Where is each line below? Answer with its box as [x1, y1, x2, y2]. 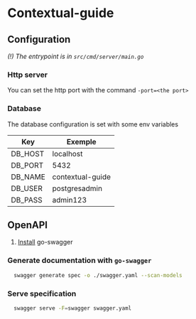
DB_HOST [11, 148, 45, 158]
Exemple [66, 136, 97, 146]
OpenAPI [7, 219, 48, 231]
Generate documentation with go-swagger [7, 256, 152, 266]
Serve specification [7, 288, 77, 298]
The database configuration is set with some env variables [7, 119, 179, 129]
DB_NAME [11, 172, 46, 182]
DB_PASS [11, 195, 43, 205]
